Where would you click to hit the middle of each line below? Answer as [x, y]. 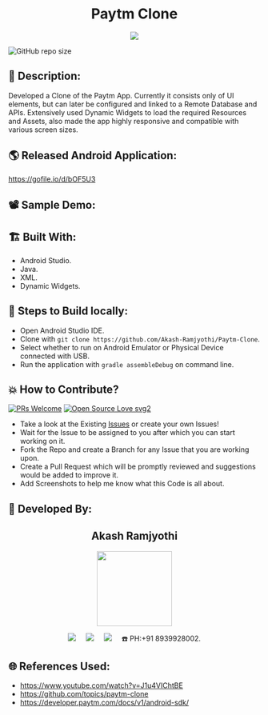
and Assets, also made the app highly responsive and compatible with [124, 121]
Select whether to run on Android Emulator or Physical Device [122, 347]
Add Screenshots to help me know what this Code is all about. [122, 484]
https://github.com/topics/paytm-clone [84, 694]
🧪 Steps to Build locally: [68, 312]
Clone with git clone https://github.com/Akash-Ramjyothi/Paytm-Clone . [140, 339]
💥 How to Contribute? [64, 389]
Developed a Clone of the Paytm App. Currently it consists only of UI [121, 95]
